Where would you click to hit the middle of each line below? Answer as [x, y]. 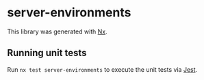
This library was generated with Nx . [57, 31]
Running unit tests [47, 53]
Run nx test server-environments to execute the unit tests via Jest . [102, 69]
